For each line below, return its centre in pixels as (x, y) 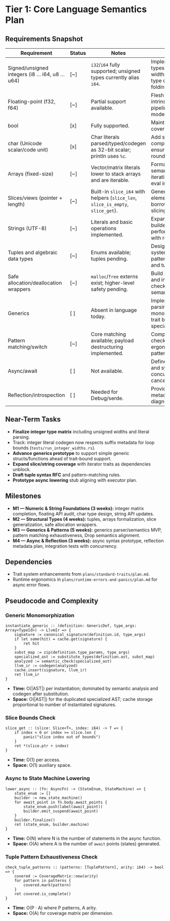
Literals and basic (112, 222)
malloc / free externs (114, 276)
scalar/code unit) (28, 150)
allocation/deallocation (35, 283)
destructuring (107, 347)
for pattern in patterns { (43, 881)
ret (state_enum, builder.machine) (52, 824)
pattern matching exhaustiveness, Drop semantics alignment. (76, 535)
